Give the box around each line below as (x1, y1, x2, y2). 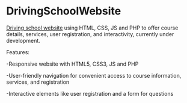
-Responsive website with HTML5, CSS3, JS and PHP (6, 60, 139, 67)
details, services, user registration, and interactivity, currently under (6, 30, 174, 37)
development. (6, 37, 40, 44)
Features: (6, 48, 30, 55)
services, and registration (6, 78, 70, 86)
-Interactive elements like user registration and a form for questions (6, 90, 174, 97)
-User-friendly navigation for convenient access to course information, (6, 72, 182, 79)
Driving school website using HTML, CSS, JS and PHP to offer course (6, 24, 179, 31)
